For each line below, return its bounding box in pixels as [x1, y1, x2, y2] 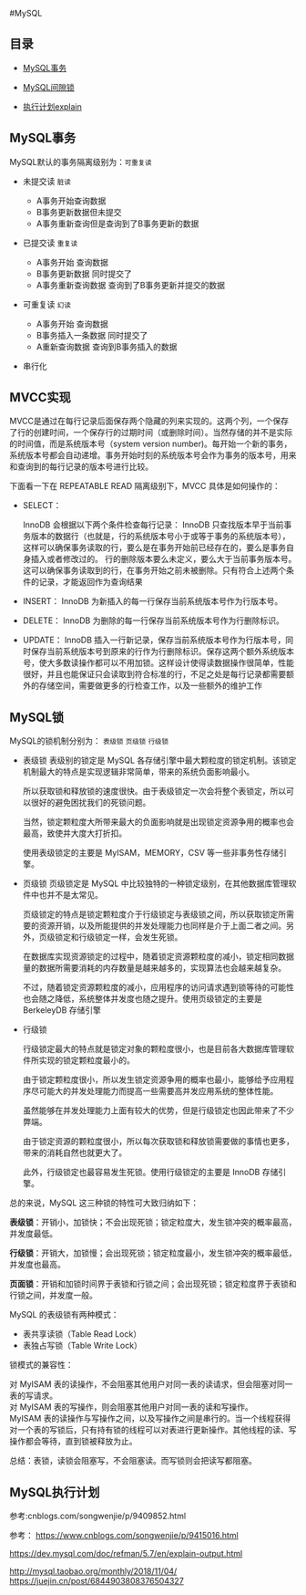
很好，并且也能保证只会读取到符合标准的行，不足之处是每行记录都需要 [22, 669, 287, 680]
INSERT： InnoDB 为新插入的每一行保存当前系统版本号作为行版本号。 [22, 596, 283, 607]
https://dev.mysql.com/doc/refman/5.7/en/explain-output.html [9, 1548, 243, 1559]
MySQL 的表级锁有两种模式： [9, 1309, 120, 1320]
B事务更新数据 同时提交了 [36, 268, 132, 279]
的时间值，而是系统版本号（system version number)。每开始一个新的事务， [9, 438, 292, 450]
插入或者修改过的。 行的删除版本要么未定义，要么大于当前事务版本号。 [30, 554, 297, 565]
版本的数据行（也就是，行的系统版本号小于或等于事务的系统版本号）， [30, 531, 291, 542]
